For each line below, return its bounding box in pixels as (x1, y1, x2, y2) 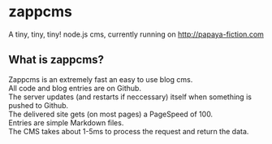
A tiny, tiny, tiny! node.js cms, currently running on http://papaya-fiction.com (8, 29, 264, 39)
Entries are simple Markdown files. (8, 117, 124, 128)
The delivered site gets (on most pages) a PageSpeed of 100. (8, 109, 214, 119)
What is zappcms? (8, 53, 104, 67)
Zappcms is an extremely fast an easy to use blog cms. (8, 74, 193, 84)
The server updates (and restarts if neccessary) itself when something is (8, 92, 252, 102)
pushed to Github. (8, 100, 69, 110)
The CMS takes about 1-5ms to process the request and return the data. (8, 126, 249, 136)
